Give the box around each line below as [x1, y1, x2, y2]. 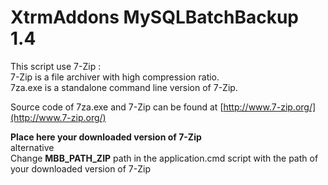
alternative [10, 141, 55, 153]
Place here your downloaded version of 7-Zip [10, 131, 202, 143]
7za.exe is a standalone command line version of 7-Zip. [10, 81, 238, 93]
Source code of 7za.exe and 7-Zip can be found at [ [10, 101, 224, 113]
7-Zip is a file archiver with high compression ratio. [10, 71, 220, 83]
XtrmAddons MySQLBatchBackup [10, 6, 299, 29]
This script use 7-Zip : [10, 60, 102, 72]
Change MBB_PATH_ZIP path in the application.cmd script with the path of [10, 152, 319, 164]
